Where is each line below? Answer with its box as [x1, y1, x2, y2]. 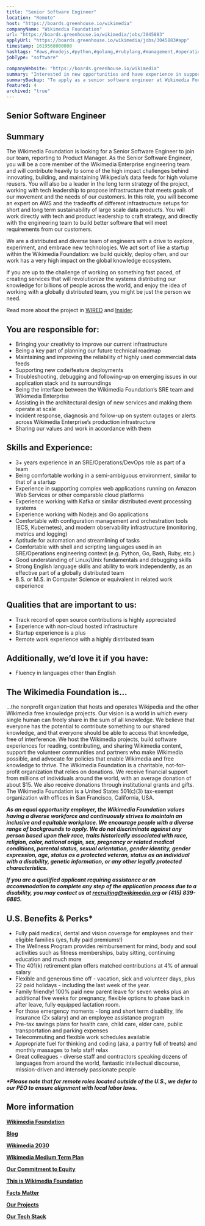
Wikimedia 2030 [6, 1142, 50, 1149]
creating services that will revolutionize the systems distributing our [6, 275, 176, 283]
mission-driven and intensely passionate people [15, 1066, 136, 1073]
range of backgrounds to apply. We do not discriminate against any [6, 825, 182, 833]
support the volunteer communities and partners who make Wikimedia [6, 749, 183, 756]
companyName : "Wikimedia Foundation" [6, 26, 103, 32]
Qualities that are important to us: [6, 600, 137, 610]
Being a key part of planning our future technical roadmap [15, 347, 161, 354]
